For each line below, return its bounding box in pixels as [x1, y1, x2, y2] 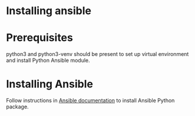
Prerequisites [6, 31, 74, 45]
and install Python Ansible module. [6, 57, 90, 64]
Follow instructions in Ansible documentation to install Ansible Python [6, 97, 175, 104]
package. [6, 103, 29, 110]
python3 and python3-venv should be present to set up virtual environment [6, 51, 189, 58]
